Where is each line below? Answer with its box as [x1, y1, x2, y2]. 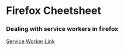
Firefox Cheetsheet [6, 4, 101, 17]
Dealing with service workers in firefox [6, 25, 119, 33]
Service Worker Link [6, 38, 55, 45]
